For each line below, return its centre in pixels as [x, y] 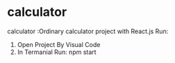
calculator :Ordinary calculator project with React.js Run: [88, 31]
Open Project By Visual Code [59, 44]
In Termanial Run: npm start [57, 52]
